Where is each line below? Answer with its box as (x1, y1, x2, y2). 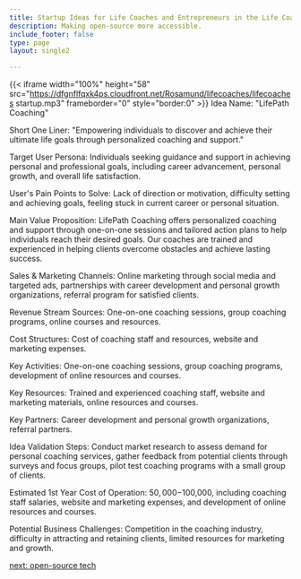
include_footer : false (9, 30, 94, 39)
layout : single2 (9, 47, 70, 56)
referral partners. (9, 424, 73, 435)
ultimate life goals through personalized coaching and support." (9, 134, 245, 145)
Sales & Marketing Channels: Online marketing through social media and (9, 271, 276, 281)
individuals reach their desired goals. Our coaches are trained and (9, 234, 254, 245)
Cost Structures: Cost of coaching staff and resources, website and (9, 333, 259, 345)
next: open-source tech (9, 560, 97, 571)
